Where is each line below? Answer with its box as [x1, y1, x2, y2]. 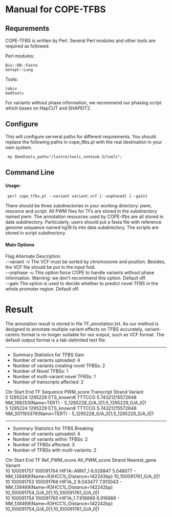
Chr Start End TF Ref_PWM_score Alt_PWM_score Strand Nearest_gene [5, 457, 157, 463]
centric [5, 331, 20, 337]
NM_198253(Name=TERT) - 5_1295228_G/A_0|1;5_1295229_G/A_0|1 [5, 399, 146, 405]
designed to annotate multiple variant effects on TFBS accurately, [5, 326, 144, 332]
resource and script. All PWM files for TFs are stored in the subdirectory [5, 208, 157, 214]
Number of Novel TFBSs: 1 [12, 368, 69, 374]
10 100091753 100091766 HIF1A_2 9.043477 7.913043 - [5, 479, 122, 485]
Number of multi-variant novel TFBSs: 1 [12, 373, 96, 379]
